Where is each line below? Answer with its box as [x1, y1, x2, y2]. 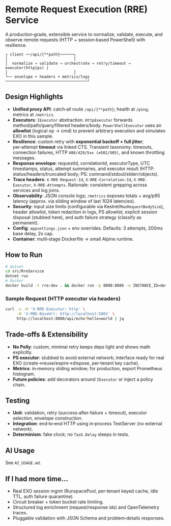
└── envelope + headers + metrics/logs [5, 74, 90, 79]
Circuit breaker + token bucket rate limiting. [12, 499, 104, 505]
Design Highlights [5, 93, 64, 101]
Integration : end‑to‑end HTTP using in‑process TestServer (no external [12, 421, 162, 427]
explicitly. [12, 349, 33, 355]
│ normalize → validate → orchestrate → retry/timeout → [5, 61, 131, 66]
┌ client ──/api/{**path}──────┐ [5, 52, 76, 57]
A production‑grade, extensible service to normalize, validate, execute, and [5, 31, 163, 37]
